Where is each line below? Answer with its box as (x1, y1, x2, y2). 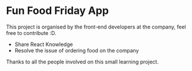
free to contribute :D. (6, 29, 57, 36)
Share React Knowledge (14, 41, 73, 48)
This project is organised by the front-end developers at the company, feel (6, 23, 186, 30)
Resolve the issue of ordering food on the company (14, 47, 139, 54)
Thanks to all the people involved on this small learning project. (6, 58, 159, 65)
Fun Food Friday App (6, 4, 109, 17)
